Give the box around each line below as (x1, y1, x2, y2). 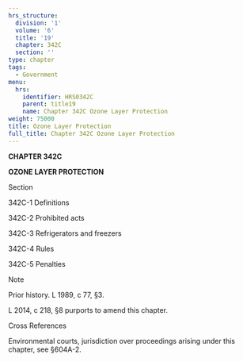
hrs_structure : (8, 11, 59, 20)
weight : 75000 (8, 115, 55, 123)
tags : (8, 64, 26, 71)
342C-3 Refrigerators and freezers (8, 228, 122, 238)
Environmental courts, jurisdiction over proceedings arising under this (8, 336, 236, 345)
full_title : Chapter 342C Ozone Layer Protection (8, 129, 176, 137)
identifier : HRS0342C (22, 93, 93, 101)
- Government (15, 71, 59, 79)
